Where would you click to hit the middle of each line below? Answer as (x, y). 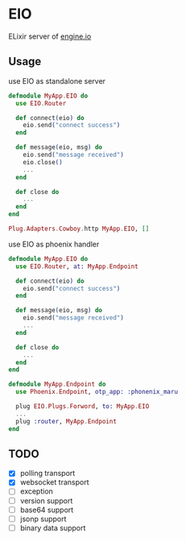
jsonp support (43, 518)
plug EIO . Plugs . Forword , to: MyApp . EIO (83, 407)
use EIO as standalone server (57, 81)
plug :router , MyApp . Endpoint (66, 421)
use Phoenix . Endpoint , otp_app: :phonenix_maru (97, 392)
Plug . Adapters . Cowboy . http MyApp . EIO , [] (79, 229)
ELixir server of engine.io (50, 36)
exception (37, 491)
